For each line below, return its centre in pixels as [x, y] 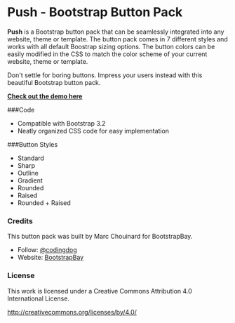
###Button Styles [33, 144]
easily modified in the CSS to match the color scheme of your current [107, 54]
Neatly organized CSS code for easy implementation [93, 131]
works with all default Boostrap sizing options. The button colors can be [111, 46]
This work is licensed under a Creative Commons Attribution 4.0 [100, 291]
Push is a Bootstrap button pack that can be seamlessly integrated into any [116, 32]
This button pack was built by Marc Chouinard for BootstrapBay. [100, 237]
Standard [31, 158]
